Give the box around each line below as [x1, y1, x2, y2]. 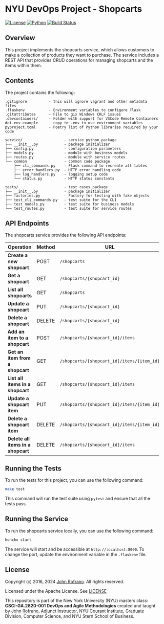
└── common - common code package [5, 159, 110, 164]
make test [5, 487, 25, 492]
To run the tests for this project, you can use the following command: [5, 477, 144, 483]
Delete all [7, 435, 30, 442]
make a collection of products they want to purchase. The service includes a [5, 52, 159, 58]
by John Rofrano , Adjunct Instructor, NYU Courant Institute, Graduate [5, 608, 144, 614]
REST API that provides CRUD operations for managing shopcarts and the [5, 57, 153, 63]
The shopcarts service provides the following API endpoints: [5, 232, 127, 238]
